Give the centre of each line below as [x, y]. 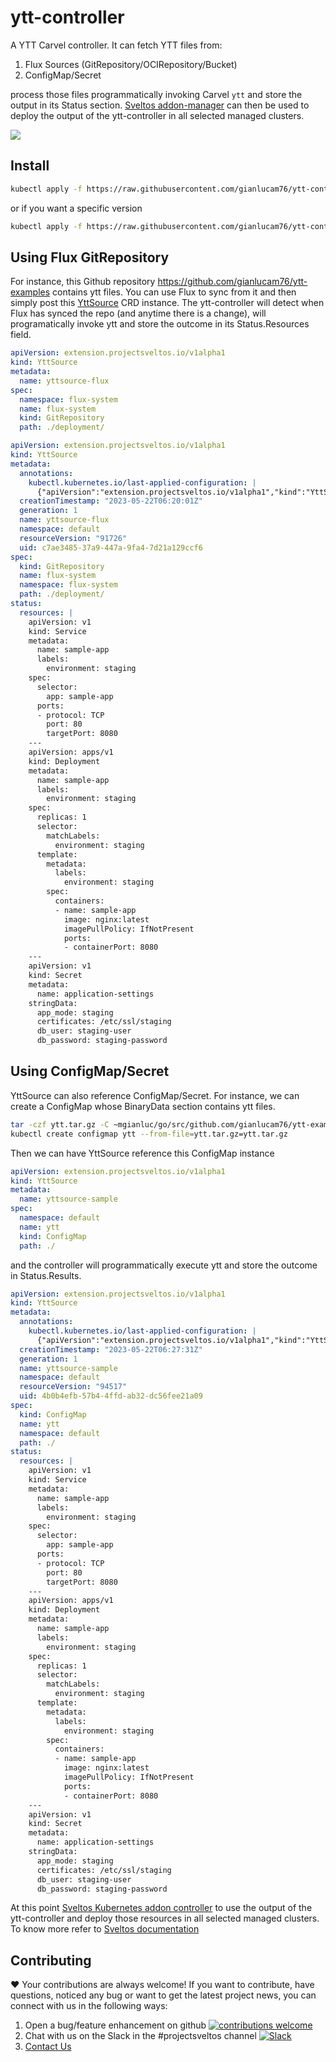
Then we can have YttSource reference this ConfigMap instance [142, 1153]
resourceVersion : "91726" [73, 538]
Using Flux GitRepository [90, 257]
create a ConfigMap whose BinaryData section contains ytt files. [143, 1106]
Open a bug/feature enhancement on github [115, 2025]
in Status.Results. [46, 1275]
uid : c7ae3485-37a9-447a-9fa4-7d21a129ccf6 [111, 547]
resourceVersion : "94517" [73, 1387]
